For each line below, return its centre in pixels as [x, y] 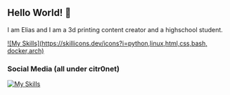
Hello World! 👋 [39, 13]
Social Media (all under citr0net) [63, 68]
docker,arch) [26, 50]
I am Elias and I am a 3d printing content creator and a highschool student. [115, 29]
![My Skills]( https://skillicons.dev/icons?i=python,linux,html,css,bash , [107, 43]
